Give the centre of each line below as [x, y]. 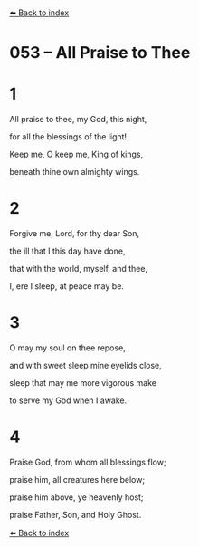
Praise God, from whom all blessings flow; [88, 462]
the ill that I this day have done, [67, 251]
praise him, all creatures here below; [77, 479]
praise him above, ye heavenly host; [76, 497]
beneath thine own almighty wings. [75, 172]
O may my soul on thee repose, [68, 348]
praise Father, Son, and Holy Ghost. [76, 514]
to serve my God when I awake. [68, 400]
